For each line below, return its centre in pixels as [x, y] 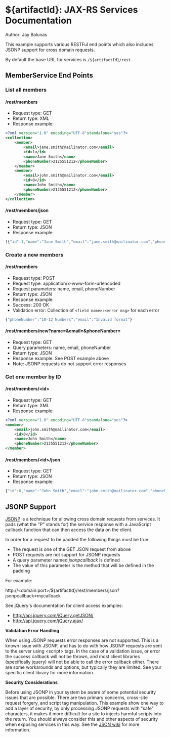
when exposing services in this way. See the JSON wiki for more [72, 724]
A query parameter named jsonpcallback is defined [66, 560]
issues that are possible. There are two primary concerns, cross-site [77, 698]
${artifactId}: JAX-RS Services [72, 10]
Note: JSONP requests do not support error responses [69, 364]
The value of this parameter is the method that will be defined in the [83, 565]
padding [21, 571]
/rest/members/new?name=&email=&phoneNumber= [63, 331]
